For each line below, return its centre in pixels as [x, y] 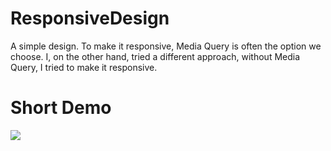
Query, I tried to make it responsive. [84, 67]
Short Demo [61, 108]
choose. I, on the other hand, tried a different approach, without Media [155, 56]
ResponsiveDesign [90, 18]
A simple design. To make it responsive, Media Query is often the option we [166, 46]
